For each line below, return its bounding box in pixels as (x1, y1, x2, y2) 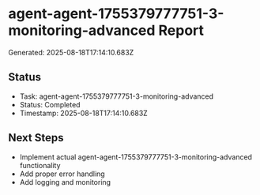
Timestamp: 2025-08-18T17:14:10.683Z (19, 108, 148, 118)
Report (158, 21, 204, 39)
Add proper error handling (19, 169, 105, 178)
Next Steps (8, 131, 64, 144)
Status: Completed (19, 99, 81, 109)
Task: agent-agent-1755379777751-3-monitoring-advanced (19, 92, 214, 101)
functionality (19, 160, 61, 170)
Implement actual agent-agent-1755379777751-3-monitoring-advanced (19, 152, 253, 162)
